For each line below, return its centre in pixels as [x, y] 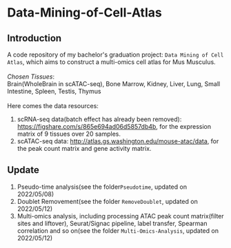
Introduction [34, 38]
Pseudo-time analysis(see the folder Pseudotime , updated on [102, 187]
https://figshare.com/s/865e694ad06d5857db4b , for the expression [114, 126]
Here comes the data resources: [53, 106]
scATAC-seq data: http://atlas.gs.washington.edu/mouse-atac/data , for [118, 141]
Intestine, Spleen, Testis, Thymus [54, 91]
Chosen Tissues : [31, 76]
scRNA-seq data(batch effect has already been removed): [99, 119]
